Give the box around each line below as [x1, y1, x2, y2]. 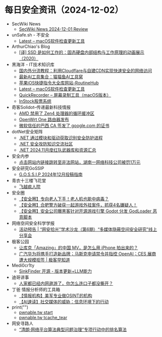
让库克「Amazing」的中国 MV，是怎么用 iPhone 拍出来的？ [19, 245, 138, 251]
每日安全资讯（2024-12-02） [4, 4, 124, 16]
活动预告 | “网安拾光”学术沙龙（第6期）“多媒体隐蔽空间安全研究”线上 [19, 226, 157, 232]
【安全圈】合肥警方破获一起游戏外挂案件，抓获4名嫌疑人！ [19, 202, 138, 208]
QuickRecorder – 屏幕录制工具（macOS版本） [19, 92, 111, 98]
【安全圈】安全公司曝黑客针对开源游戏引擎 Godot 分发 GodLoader [19, 208, 152, 214]
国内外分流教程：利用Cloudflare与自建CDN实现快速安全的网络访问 [19, 67, 152, 73]
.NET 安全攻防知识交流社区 [19, 141, 73, 147]
